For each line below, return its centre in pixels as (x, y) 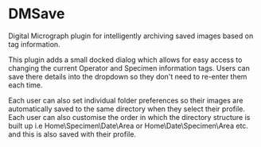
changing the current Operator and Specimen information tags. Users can (129, 68)
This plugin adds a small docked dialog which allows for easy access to (125, 60)
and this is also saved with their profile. (72, 134)
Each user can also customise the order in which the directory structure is (129, 117)
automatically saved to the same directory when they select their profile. (127, 109)
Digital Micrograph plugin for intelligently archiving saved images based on (131, 36)
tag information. (35, 44)
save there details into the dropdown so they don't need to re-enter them (128, 76)
